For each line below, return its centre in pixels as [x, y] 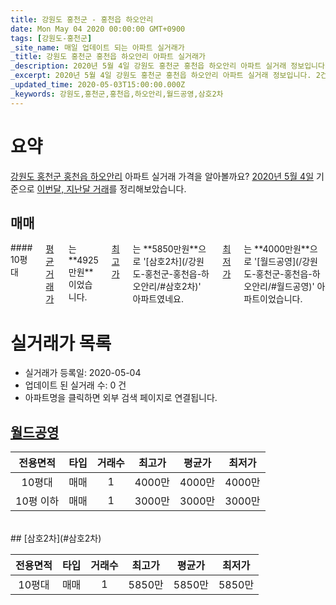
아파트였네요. [158, 299]
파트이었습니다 [272, 299]
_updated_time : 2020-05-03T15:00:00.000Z [98, 85]
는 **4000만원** [276, 249]
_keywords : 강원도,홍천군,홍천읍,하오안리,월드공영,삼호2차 [117, 94]
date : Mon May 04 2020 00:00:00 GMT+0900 [98, 29]
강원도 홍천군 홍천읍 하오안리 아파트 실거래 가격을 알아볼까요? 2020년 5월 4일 [162, 176]
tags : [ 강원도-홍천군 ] [51, 38]
